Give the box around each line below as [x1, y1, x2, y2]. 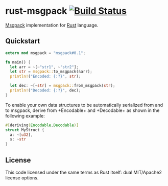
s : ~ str [10, 137, 27, 142]
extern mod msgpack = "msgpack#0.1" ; [5, 50, 86, 56]
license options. [5, 174, 39, 181]
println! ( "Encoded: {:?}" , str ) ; [10, 74, 81, 79]
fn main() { [5, 59, 31, 65]
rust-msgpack [5, 5, 67, 17]
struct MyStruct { [5, 127, 44, 132]
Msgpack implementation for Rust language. [5, 22, 99, 28]
